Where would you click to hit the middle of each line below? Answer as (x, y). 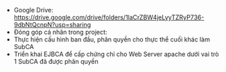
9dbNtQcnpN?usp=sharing (52, 25)
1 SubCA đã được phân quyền (56, 61)
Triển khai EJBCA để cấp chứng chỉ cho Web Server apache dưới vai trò (116, 54)
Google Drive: (33, 10)
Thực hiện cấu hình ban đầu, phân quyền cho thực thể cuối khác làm (112, 39)
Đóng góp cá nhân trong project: (60, 32)
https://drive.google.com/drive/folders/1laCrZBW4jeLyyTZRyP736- (109, 17)
